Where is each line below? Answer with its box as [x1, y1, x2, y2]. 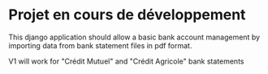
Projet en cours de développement [8, 6, 246, 24]
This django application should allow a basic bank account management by [8, 32, 261, 42]
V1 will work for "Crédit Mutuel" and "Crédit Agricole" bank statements [8, 56, 244, 66]
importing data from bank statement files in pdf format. [8, 40, 192, 50]
